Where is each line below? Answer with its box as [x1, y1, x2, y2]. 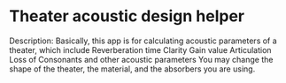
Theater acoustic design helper [9, 6, 245, 26]
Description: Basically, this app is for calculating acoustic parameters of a [9, 35, 277, 46]
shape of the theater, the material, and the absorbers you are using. [9, 64, 256, 74]
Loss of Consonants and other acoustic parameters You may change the [9, 54, 274, 64]
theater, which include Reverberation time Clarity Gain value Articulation [9, 44, 272, 55]
